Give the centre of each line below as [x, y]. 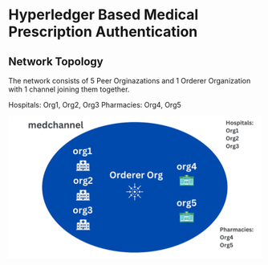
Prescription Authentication [103, 32]
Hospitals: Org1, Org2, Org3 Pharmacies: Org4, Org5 [95, 105]
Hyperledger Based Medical [104, 15]
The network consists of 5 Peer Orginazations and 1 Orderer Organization [130, 81]
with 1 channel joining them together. [69, 89]
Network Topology [56, 61]
